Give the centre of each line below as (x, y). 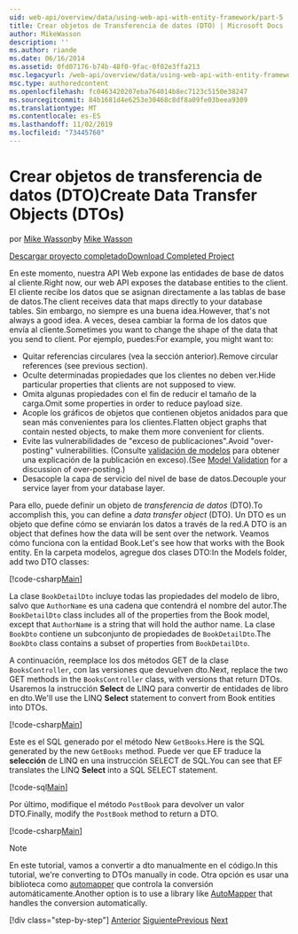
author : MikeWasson (45, 34)
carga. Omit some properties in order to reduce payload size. (132, 403)
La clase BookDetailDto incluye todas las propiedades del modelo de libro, (144, 595)
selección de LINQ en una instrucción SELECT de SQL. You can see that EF (146, 760)
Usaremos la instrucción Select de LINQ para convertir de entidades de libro (149, 689)
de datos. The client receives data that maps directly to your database (136, 301)
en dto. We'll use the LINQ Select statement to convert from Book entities (142, 697)
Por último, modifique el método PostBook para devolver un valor (127, 804)
